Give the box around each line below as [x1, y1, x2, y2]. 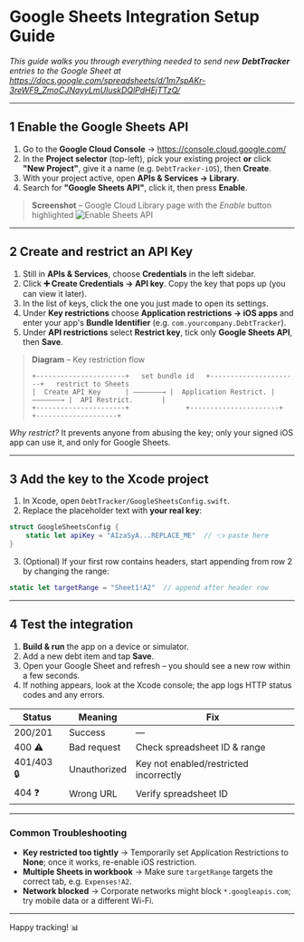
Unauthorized [69, 763, 128, 776]
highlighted [31, 209, 74, 220]
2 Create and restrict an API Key [9, 244, 193, 260]
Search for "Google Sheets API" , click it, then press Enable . [22, 182, 248, 192]
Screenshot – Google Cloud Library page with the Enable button [31, 200, 272, 211]
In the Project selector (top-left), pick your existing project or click [22, 152, 271, 164]
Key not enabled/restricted [135, 758, 249, 770]
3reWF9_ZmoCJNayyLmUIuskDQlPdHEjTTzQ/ [9, 84, 181, 95]
